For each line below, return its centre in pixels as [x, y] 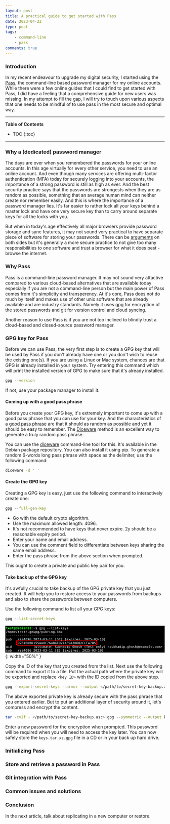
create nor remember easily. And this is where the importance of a [74, 200]
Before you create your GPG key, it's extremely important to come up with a [84, 413]
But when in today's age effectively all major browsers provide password [81, 226]
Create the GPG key [26, 482]
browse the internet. [26, 254]
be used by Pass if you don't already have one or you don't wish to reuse [81, 354]
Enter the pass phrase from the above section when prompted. [78, 555]
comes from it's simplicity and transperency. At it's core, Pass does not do [83, 294]
